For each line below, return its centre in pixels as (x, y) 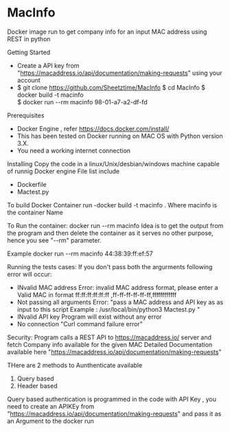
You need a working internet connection (74, 150)
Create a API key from (48, 65)
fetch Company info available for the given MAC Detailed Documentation (110, 344)
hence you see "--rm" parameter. (54, 240)
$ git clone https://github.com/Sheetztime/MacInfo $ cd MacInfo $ (111, 87)
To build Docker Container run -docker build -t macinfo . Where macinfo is (112, 205)
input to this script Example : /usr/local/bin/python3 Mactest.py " (108, 309)
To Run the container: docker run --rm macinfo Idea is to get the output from (115, 225)
